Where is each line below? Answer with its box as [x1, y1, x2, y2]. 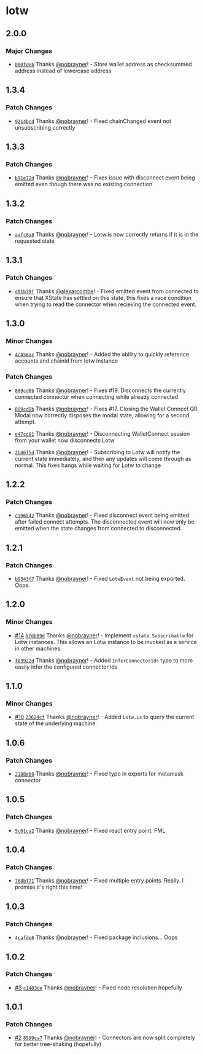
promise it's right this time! [14, 883, 82, 891]
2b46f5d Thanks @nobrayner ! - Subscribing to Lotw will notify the [14, 448, 180, 455]
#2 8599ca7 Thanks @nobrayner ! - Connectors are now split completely [14, 1034, 195, 1042]
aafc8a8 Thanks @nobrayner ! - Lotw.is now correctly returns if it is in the [14, 230, 199, 238]
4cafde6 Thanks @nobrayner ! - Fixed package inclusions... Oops [14, 934, 178, 941]
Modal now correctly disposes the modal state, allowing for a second [14, 411, 190, 419]
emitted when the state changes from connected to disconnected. [14, 525, 182, 532]
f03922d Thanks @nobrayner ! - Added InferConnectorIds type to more [14, 656, 193, 664]
